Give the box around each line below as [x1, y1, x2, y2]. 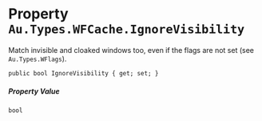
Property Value [8, 86, 60, 96]
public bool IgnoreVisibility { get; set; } [8, 69, 159, 77]
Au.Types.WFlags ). [8, 54, 67, 63]
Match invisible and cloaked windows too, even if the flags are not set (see [8, 45, 254, 54]
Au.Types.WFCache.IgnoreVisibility [8, 22, 245, 37]
